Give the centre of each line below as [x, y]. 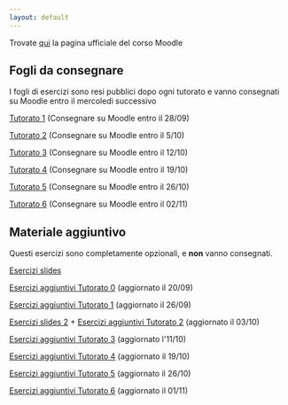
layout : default [39, 17]
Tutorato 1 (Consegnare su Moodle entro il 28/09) [100, 118]
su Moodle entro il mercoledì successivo [83, 101]
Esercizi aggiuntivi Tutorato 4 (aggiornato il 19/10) [100, 356]
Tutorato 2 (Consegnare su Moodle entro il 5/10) [97, 136]
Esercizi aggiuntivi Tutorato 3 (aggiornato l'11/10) [98, 339]
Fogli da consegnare [66, 70]
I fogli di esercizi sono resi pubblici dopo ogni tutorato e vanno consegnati [144, 92]
